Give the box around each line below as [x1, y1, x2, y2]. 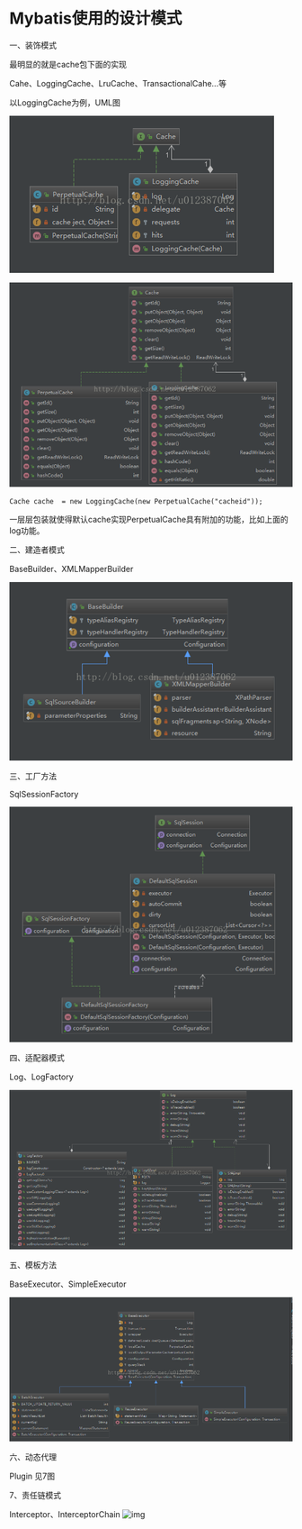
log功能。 [9, 524, 45, 536]
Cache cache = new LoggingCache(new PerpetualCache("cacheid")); [9, 496, 263, 505]
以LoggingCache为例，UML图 [9, 96, 121, 108]
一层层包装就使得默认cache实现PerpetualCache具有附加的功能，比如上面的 [9, 514, 289, 524]
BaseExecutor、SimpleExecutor [9, 1279, 127, 1289]
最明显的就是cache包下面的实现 [9, 59, 128, 69]
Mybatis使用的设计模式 [9, 8, 182, 29]
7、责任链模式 [9, 1490, 61, 1501]
